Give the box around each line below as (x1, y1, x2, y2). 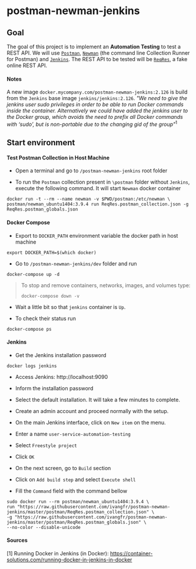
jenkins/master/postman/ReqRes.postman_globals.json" (6, 519, 142, 525)
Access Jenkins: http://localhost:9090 (15, 373, 108, 380)
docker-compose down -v (21, 293, 80, 299)
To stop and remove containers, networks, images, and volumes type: (21, 281, 191, 289)
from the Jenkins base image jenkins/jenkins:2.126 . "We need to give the (6, 95, 188, 102)
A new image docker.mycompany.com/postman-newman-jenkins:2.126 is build (6, 88, 188, 95)
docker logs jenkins (6, 363, 58, 369)
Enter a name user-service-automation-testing (15, 430, 131, 437)
